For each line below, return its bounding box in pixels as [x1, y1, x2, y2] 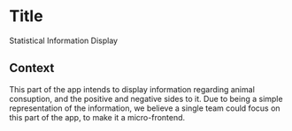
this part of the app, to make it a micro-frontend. [9, 112, 186, 122]
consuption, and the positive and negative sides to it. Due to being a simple [9, 93, 283, 104]
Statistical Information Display [9, 35, 118, 46]
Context [9, 61, 55, 76]
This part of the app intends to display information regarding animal [9, 84, 255, 94]
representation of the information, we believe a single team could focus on [9, 103, 280, 113]
